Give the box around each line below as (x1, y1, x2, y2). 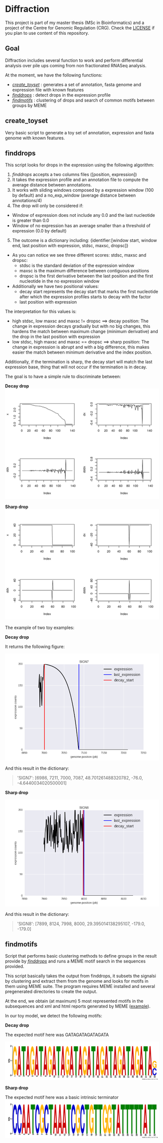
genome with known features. (5, 135, 65, 141)
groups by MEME (12, 102, 47, 108)
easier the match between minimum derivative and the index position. (12, 349, 152, 355)
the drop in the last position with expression (12, 334, 101, 339)
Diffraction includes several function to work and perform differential (5, 57, 143, 63)
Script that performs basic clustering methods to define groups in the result (5, 953, 157, 959)
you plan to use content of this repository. (5, 30, 89, 36)
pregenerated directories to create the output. (5, 988, 98, 994)
